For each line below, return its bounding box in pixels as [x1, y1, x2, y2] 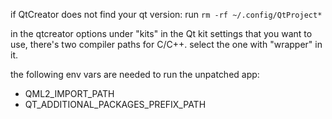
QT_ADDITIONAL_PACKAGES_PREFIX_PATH [24, 99, 207, 110]
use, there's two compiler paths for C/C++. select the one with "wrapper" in [10, 39, 323, 50]
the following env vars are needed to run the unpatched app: [10, 69, 260, 80]
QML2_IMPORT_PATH [24, 88, 115, 99]
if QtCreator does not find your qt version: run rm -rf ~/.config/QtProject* [10, 9, 323, 20]
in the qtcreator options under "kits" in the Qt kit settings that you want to [10, 28, 313, 39]
